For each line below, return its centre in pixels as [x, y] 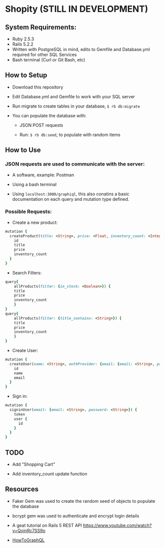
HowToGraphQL [28, 540]
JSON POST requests [41, 125]
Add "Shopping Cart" [34, 464]
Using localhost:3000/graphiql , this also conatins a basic [71, 194]
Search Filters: [27, 273]
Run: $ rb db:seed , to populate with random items [70, 135]
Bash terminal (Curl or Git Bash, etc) [49, 60]
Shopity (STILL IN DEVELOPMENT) [77, 9]
